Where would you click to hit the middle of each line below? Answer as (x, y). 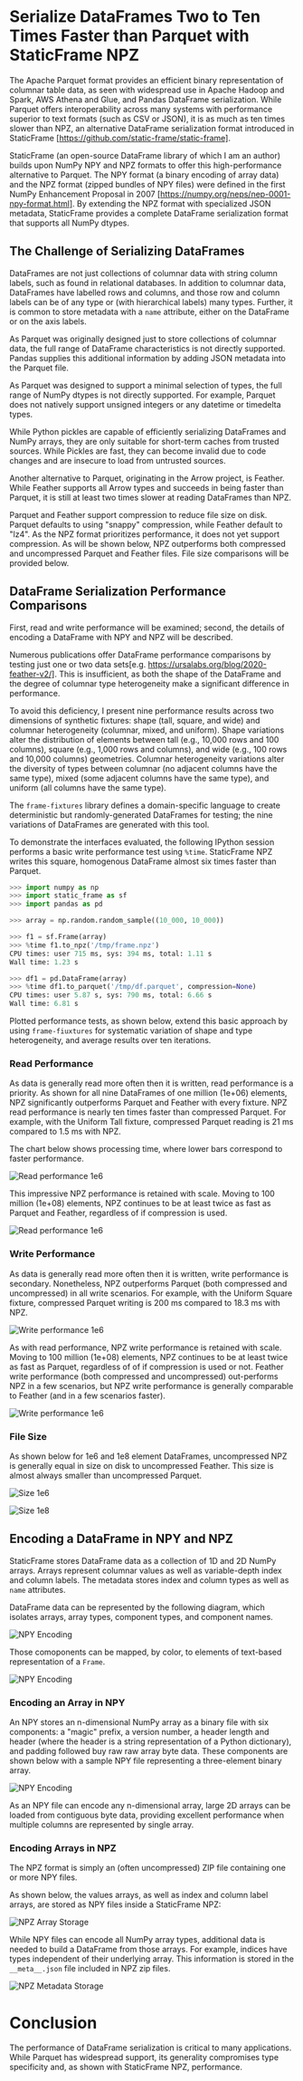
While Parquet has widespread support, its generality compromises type (144, 2057)
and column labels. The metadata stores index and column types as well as (149, 1580)
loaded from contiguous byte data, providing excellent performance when (147, 1815)
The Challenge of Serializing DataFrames (127, 251)
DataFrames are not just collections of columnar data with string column (144, 273)
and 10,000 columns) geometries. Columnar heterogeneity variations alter (147, 759)
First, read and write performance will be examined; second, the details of (147, 628)
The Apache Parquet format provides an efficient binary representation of (147, 80)
